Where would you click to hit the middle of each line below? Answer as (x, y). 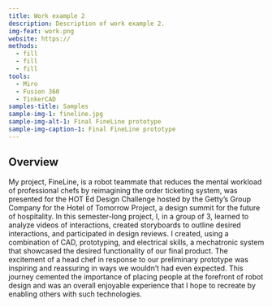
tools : (19, 76)
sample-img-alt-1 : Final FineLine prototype (85, 122)
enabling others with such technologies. (75, 294)
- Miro (27, 84)
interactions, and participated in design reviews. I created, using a (119, 233)
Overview (34, 162)
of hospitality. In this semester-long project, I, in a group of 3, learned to (129, 216)
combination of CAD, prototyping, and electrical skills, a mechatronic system (136, 242)
